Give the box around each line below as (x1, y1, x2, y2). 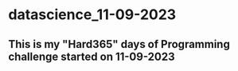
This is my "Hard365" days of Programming (8, 37, 231, 51)
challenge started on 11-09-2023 (8, 49, 175, 63)
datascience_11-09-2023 (8, 6, 177, 24)
